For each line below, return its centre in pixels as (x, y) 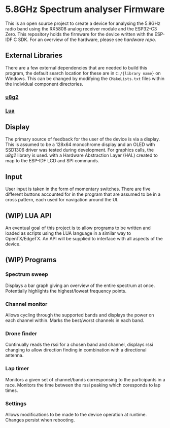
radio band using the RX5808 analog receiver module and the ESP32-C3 (81, 28)
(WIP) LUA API (28, 216)
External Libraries (34, 56)
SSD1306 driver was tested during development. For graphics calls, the (79, 150)
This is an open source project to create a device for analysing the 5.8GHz (83, 23)
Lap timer (17, 369)
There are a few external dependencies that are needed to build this (76, 67)
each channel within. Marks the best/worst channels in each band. (75, 320)
